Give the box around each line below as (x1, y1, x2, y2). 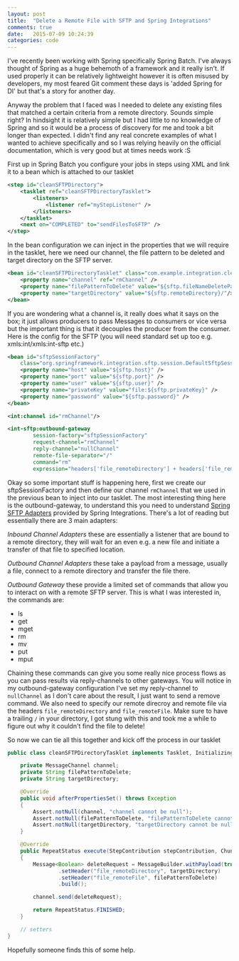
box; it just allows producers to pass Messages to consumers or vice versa (7, 317, 227, 325)
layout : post (7, 10, 46, 18)
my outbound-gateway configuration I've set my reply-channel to (7, 683, 198, 692)
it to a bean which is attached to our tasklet (7, 168, 134, 176)
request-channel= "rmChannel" (33, 439, 119, 446)
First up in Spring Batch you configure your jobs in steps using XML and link (7, 160, 230, 168)
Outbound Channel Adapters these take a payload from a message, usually (7, 559, 228, 567)
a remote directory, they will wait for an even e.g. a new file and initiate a (7, 537, 220, 546)
